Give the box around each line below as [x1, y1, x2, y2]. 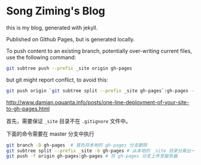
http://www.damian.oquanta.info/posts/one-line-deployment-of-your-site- [6, 98, 190, 106]
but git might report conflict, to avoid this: [6, 76, 109, 83]
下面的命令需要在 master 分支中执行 [6, 130, 95, 137]
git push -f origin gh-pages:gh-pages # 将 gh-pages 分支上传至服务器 [6, 153, 178, 160]
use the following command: [6, 53, 77, 61]
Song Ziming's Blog [6, 4, 106, 18]
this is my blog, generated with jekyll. [6, 24, 98, 31]
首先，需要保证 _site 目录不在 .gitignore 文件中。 [6, 117, 132, 124]
